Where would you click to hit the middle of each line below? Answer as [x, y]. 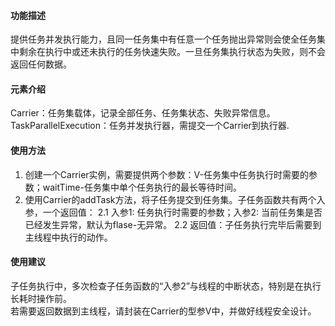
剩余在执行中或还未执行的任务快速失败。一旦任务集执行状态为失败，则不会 [172, 52]
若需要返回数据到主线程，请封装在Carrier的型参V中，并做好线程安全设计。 [163, 311]
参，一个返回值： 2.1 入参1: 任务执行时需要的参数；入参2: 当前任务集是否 [173, 212]
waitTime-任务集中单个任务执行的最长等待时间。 [142, 187]
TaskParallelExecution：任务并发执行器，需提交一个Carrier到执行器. [150, 126]
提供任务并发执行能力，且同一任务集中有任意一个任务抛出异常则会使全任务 [163, 39]
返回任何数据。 [41, 64]
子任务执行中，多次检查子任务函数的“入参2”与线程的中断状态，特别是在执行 [166, 286]
